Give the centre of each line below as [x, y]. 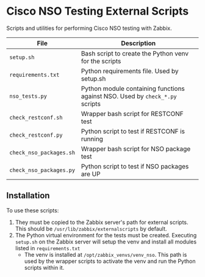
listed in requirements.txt [48, 248]
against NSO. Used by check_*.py [129, 96]
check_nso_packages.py [42, 170]
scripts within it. [44, 267]
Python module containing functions [133, 88]
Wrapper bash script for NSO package [136, 149]
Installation [28, 196]
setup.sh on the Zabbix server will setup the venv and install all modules [106, 242]
